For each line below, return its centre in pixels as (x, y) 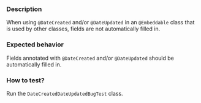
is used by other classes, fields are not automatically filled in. (83, 29)
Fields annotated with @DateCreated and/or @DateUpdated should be (90, 58)
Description (24, 9)
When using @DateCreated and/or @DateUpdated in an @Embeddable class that (100, 23)
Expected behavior (35, 44)
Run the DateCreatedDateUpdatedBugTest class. (65, 93)
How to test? (25, 80)
